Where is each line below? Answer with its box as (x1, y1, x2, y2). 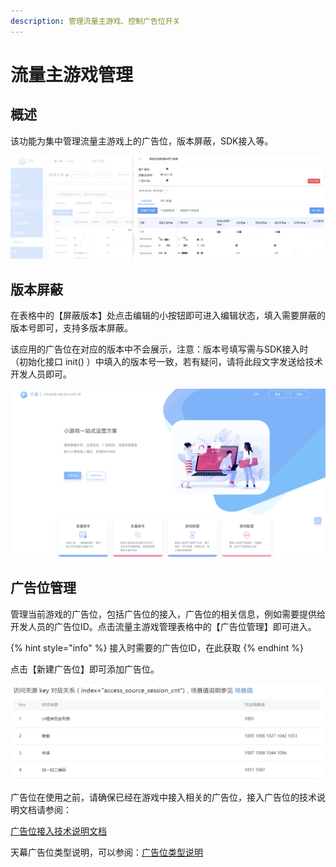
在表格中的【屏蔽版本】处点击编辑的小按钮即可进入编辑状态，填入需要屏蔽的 (10, 310, 326, 322)
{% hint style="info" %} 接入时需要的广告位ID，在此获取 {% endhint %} (10, 641, 304, 654)
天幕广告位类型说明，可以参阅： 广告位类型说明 (10, 846, 203, 859)
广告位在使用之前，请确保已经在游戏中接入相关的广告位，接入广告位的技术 (10, 791, 317, 804)
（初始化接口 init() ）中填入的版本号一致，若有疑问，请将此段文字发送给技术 (10, 356, 323, 368)
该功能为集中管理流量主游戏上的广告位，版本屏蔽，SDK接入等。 (10, 135, 274, 147)
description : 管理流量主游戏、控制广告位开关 (10, 16, 181, 26)
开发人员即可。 (10, 368, 72, 380)
